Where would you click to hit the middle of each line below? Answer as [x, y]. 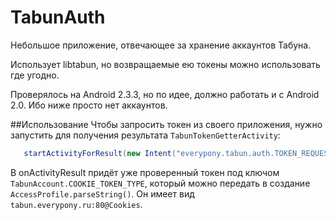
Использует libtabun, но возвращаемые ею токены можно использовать [165, 64]
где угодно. [35, 75]
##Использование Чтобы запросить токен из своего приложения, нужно [166, 124]
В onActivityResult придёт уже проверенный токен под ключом [145, 172]
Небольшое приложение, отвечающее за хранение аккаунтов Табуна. [161, 45]
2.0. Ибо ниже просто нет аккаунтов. [89, 105]
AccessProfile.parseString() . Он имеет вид [102, 193]
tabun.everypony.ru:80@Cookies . [76, 204]
